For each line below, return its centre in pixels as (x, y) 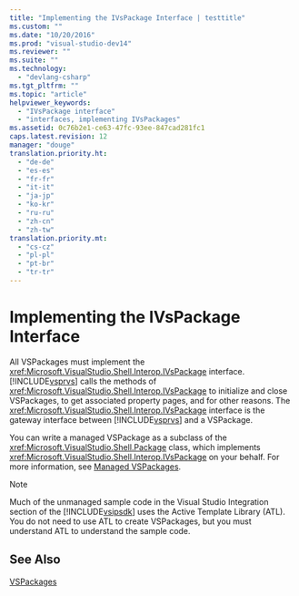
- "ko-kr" (36, 205)
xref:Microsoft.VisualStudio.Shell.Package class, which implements (135, 447)
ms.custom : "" (36, 26)
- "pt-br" (36, 264)
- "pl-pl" (36, 255)
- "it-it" (36, 188)
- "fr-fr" (36, 179)
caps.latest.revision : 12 (58, 137)
